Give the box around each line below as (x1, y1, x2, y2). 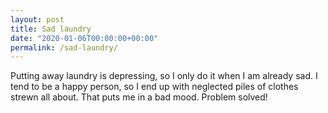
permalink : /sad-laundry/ (10, 42, 118, 53)
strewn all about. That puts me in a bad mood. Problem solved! (10, 91, 268, 103)
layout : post (10, 14, 65, 25)
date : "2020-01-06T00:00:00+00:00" (10, 33, 159, 43)
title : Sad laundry (10, 24, 92, 34)
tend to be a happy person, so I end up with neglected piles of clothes (10, 81, 299, 93)
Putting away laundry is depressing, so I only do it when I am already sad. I (10, 70, 318, 82)
